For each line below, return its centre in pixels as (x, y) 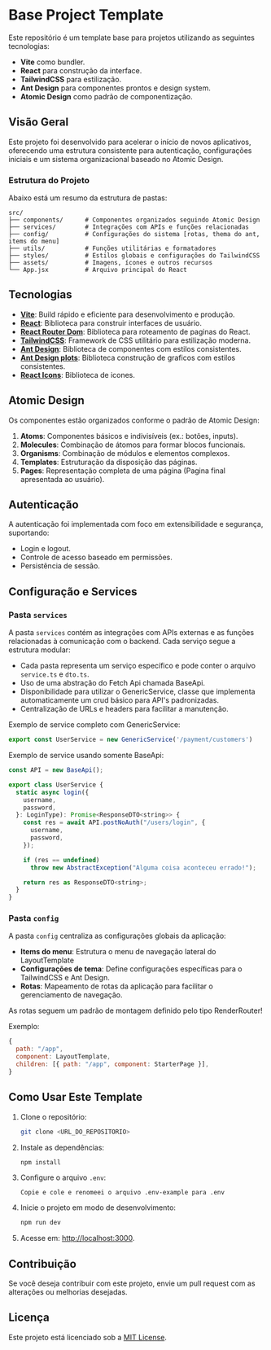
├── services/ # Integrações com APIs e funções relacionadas (129, 227)
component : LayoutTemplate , (63, 1057)
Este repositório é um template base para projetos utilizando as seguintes (131, 37)
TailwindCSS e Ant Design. (65, 978)
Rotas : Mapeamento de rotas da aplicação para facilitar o (116, 986)
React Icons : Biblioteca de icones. (78, 375)
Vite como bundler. (52, 62)
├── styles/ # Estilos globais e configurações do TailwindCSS (134, 256)
